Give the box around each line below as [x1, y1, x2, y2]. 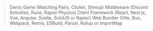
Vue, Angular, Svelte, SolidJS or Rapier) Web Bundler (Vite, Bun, [9, 15, 141, 20]
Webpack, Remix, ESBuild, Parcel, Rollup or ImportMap [9, 20, 123, 26]
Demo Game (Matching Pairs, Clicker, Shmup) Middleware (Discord [9, 4, 148, 10]
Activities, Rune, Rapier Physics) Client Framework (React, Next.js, [9, 9, 146, 15]
